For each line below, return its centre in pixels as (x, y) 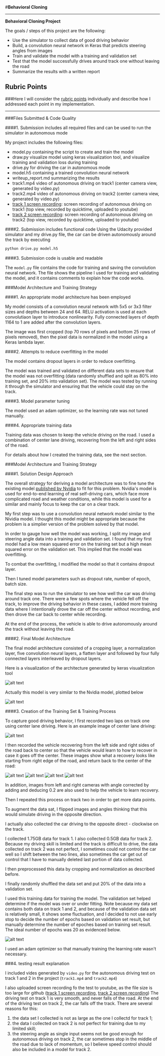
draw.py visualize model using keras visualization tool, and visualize (81, 157)
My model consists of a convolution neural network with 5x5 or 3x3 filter (79, 306)
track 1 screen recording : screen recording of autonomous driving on (82, 204)
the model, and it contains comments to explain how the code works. (75, 278)
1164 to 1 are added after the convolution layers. (53, 322)
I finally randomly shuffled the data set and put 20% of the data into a (75, 884)
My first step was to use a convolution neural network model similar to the (80, 514)
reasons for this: (22, 1008)
